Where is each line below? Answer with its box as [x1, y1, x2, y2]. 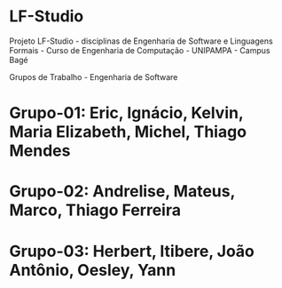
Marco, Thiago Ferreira [9, 200, 182, 220]
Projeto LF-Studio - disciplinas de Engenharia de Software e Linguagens [9, 36, 273, 46]
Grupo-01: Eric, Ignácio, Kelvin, [9, 103, 244, 124]
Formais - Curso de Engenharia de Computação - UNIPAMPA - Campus [9, 44, 270, 55]
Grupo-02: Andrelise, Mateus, [9, 181, 235, 202]
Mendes [9, 140, 71, 161]
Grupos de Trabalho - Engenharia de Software [9, 71, 178, 82]
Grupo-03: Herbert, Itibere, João [9, 241, 255, 261]
